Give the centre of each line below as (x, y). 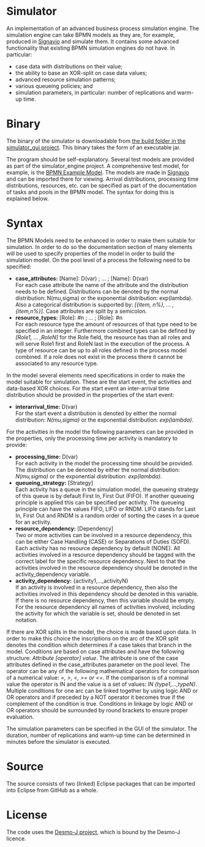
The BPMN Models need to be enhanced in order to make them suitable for (101, 240)
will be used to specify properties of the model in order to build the (91, 253)
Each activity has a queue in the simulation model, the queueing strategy (107, 489)
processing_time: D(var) (47, 457)
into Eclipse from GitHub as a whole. (52, 790)
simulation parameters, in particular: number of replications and (95, 92)
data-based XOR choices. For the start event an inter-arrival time (88, 388)
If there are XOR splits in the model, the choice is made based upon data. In (102, 632)
